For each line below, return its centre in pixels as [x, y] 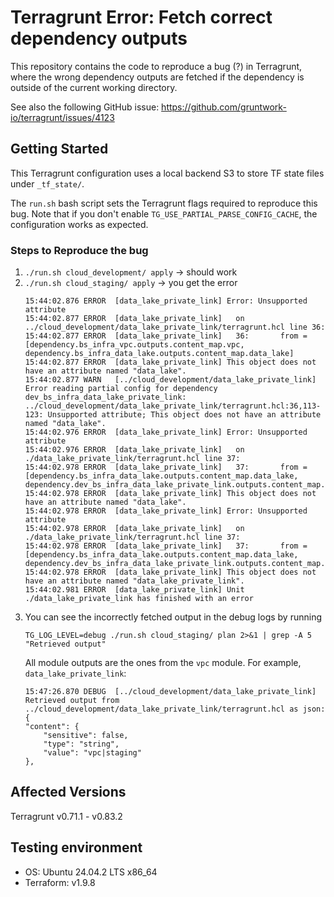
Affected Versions [68, 792]
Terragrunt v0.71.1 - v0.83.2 [66, 816]
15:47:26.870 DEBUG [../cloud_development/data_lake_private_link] [170, 692]
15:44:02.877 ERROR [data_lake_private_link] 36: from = [166, 336]
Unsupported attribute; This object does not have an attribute [184, 415]
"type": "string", [81, 744]
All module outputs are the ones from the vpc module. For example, [163, 663]
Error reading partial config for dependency [121, 389]
